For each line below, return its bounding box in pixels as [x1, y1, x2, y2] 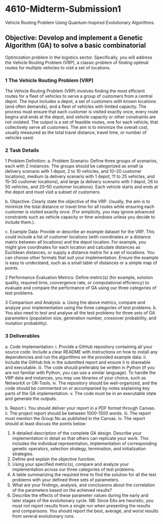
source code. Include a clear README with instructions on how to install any [5, 349, 158, 355]
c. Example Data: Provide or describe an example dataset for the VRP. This [5, 229, 155, 235]
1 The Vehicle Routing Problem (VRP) [5, 77, 94, 84]
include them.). [5, 219, 36, 225]
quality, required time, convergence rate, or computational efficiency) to [5, 280, 149, 286]
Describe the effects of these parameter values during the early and [12, 492, 149, 498]
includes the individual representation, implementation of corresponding [12, 440, 157, 446]
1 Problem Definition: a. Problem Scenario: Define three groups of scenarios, [5, 158, 158, 164]
